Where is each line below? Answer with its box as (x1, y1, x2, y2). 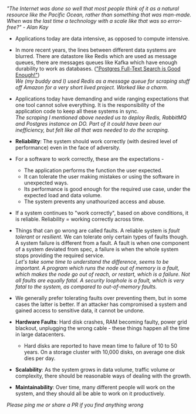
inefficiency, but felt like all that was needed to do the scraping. (15, 126, 170, 133)
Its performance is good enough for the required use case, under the (23, 186, 191, 193)
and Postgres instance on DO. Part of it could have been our (15, 120, 162, 127)
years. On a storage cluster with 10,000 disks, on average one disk (23, 349, 185, 355)
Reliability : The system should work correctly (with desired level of (15, 138, 178, 144)
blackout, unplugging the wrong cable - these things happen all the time (15, 325, 190, 331)
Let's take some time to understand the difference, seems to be (15, 258, 169, 265)
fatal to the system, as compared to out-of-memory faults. (15, 283, 157, 290)
